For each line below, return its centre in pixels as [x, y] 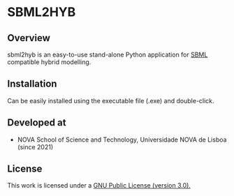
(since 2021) [35, 146]
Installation [32, 84]
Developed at [37, 123]
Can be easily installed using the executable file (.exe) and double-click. [111, 100]
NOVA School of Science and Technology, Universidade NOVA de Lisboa [122, 140]
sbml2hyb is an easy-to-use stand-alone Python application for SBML [108, 54]
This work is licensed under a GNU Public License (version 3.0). [99, 186]
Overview [29, 38]
